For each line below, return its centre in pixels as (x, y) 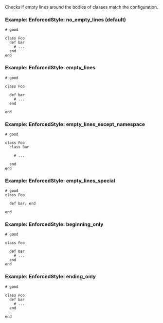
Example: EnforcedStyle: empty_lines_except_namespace (75, 124)
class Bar (19, 147)
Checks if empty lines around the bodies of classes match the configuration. (81, 7)
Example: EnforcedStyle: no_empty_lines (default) (66, 20)
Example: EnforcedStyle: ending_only (51, 277)
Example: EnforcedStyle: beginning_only (54, 224)
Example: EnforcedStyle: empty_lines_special (60, 181)
